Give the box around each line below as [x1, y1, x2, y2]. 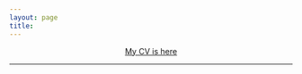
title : [9, 21, 34, 30]
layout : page [9, 12, 58, 22]
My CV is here [124, 45, 178, 56]
